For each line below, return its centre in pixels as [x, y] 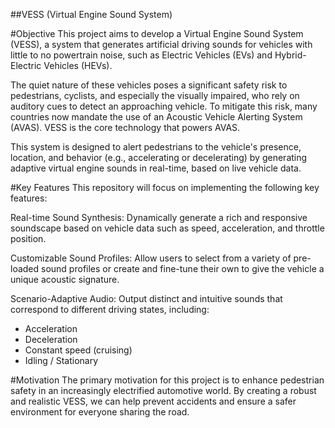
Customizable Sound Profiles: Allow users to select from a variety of [151, 258]
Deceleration [51, 339]
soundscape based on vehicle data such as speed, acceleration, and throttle [167, 228]
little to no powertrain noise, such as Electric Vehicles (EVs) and [141, 55]
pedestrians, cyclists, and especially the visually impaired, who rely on [155, 95]
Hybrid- [290, 55]
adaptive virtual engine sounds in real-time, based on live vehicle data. [156, 168]
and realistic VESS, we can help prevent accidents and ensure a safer [153, 401]
